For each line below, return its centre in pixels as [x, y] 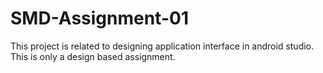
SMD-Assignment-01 [99, 18]
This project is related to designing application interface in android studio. [162, 46]
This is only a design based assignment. [93, 56]
